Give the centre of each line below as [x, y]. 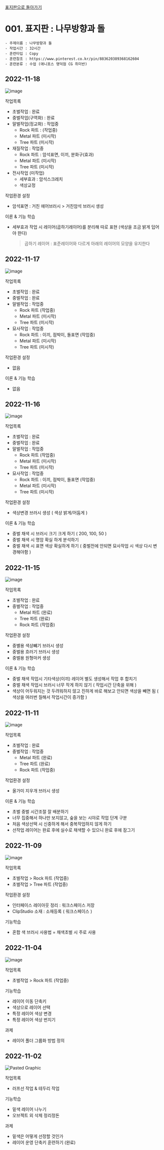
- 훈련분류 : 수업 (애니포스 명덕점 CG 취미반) [46, 64]
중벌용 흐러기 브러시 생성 [36, 652]
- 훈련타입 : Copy [22, 54]
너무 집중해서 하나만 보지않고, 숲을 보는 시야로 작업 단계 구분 [70, 818]
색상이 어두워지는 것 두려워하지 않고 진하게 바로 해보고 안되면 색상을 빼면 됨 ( [85, 691]
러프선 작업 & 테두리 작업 [36, 1089]
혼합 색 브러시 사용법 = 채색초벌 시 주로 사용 [54, 932]
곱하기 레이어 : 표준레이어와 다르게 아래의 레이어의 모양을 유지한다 [87, 243]
